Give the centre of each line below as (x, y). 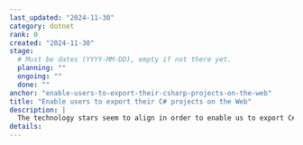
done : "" (34, 85)
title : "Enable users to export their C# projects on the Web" (131, 101)
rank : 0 (24, 34)
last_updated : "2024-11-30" (62, 18)
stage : (22, 51)
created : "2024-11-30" (52, 43)
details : (26, 127)
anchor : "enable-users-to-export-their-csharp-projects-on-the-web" (141, 93)
